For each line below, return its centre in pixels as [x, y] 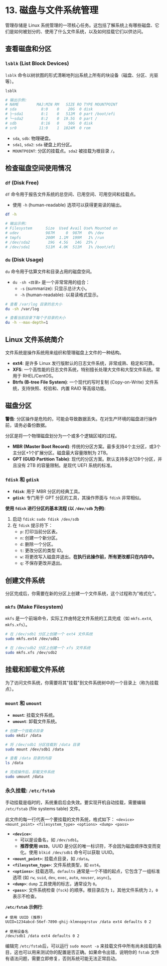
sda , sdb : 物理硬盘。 [33, 138]
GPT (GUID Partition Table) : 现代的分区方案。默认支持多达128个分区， [85, 459]
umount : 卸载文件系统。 [36, 721]
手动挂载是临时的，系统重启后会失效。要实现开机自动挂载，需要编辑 [75, 803]
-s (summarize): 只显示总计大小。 [55, 288]
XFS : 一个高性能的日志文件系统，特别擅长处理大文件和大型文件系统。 [84, 369]
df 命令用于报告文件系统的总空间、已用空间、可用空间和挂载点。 [72, 195]
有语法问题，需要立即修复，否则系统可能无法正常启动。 [62, 958]
